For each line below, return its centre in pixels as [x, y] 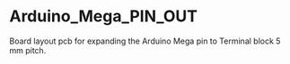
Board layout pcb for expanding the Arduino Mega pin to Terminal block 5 [145, 41]
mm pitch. [28, 50]
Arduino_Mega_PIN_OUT [103, 16]
